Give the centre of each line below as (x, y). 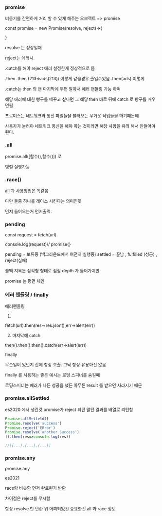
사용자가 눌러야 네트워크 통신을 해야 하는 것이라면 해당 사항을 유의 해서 (72, 126)
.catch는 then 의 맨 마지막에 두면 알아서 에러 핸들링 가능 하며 (63, 89)
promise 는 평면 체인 (25, 281)
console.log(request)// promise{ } (38, 244)
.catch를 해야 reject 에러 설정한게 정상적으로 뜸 (50, 68)
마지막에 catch (26, 336)
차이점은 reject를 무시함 (28, 498)
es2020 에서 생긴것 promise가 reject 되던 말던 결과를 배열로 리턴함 (69, 409)
